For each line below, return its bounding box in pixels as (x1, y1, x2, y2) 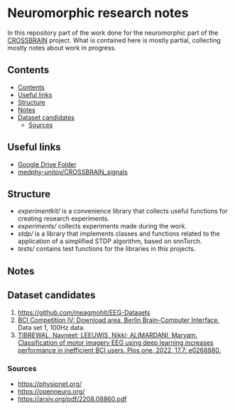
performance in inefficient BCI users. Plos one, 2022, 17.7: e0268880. (17, 345, 222, 354)
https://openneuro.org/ (17, 387, 85, 395)
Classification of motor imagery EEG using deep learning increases (17, 338, 214, 347)
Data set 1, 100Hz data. (17, 323, 85, 331)
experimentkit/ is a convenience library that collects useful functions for (17, 207, 229, 216)
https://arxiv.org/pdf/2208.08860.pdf (17, 394, 127, 403)
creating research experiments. (17, 214, 110, 223)
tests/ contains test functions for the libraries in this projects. (17, 245, 196, 253)
